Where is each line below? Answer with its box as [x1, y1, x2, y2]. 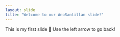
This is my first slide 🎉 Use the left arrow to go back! [5, 26, 115, 32]
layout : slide [5, 7, 36, 13]
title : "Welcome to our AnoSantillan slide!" [5, 12, 104, 17]
